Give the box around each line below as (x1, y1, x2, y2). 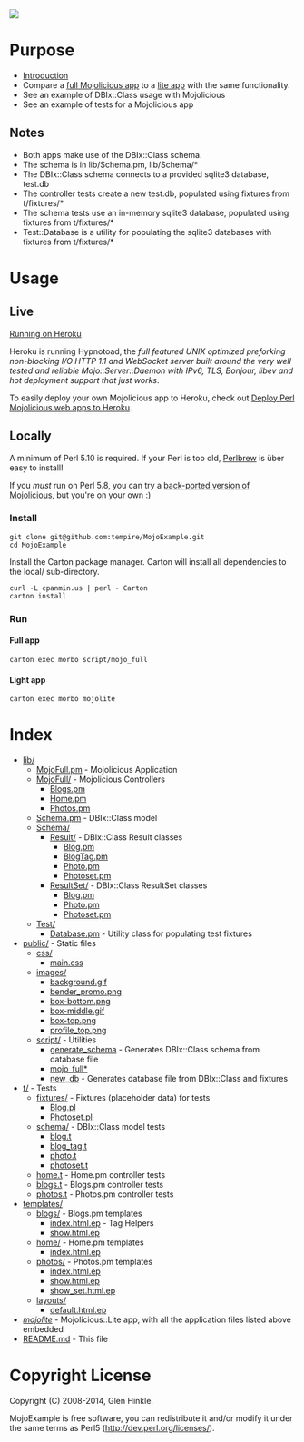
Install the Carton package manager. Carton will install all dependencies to (9, 556, 287, 567)
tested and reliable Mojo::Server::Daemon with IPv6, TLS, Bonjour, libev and (9, 365, 293, 376)
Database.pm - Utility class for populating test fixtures (49, 928, 252, 939)
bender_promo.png (49, 986, 123, 997)
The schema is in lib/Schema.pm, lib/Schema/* (22, 159, 199, 170)
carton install (9, 591, 67, 600)
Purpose (9, 40, 75, 61)
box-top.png (49, 1015, 97, 1026)
